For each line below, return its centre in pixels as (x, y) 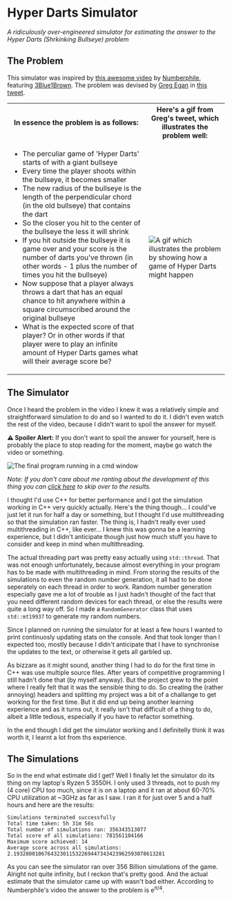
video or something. (36, 452)
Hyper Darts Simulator (72, 13)
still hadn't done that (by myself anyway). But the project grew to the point (113, 680)
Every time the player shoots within (79, 171)
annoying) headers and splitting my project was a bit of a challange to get (112, 694)
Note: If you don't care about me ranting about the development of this (108, 479)
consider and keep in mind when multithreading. (76, 544)
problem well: (185, 135)
